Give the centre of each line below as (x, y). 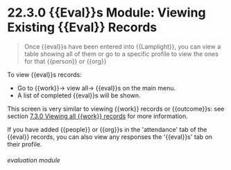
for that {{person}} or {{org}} (65, 61)
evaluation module (34, 160)
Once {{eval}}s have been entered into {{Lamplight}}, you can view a (122, 46)
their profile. (25, 144)
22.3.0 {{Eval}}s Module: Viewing (106, 13)
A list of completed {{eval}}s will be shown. (79, 95)
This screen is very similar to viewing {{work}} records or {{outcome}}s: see (116, 108)
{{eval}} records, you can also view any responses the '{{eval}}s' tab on (110, 137)
